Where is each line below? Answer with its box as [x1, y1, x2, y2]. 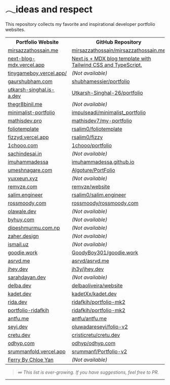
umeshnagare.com [8, 166, 53, 173]
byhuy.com [8, 216, 34, 223]
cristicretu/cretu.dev [71, 331, 120, 338]
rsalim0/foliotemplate [71, 125, 122, 132]
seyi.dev [8, 323, 28, 330]
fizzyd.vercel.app [8, 133, 49, 141]
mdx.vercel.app [8, 61, 45, 68]
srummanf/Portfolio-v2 [71, 348, 127, 355]
